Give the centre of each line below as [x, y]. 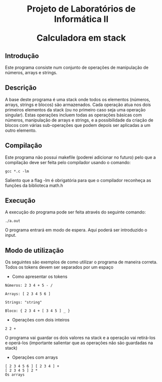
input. [11, 235]
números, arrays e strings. [31, 73]
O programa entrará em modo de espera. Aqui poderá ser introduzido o [76, 230]
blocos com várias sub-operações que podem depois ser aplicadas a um [78, 125]
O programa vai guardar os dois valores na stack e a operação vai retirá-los [80, 338]
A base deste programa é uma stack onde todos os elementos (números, [78, 99]
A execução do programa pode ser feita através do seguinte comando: [75, 212]
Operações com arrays [35, 357]
